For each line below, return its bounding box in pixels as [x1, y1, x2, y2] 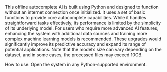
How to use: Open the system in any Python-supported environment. [5, 62, 147, 67]
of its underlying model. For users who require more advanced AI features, [5, 25, 159, 31]
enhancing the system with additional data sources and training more [5, 31, 147, 36]
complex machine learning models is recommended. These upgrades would [5, 36, 161, 42]
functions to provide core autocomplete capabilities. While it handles [5, 15, 146, 20]
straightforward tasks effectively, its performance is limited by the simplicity [5, 20, 161, 26]
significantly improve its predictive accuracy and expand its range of [5, 41, 146, 47]
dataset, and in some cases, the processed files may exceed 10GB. [5, 52, 143, 58]
